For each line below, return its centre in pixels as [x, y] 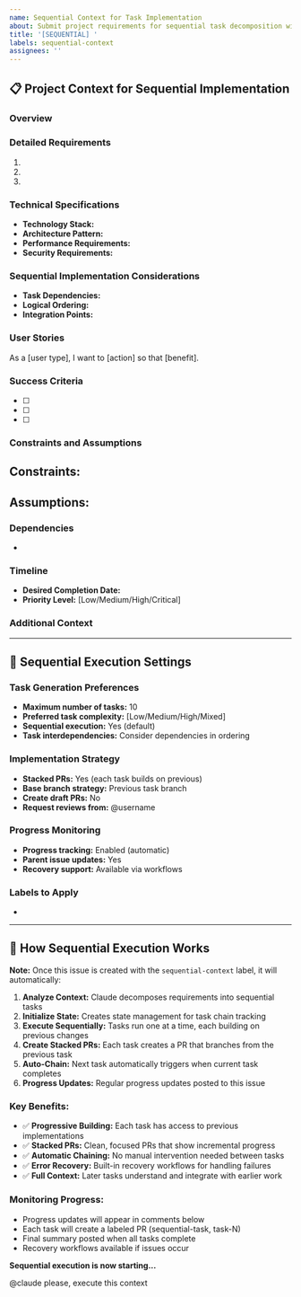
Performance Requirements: [77, 243]
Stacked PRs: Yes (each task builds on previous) [112, 779]
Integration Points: [58, 314]
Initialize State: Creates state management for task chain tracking [144, 1016]
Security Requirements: [68, 253]
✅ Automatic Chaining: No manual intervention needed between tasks [153, 1156]
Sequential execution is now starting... [83, 1265]
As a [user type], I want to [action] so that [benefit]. [104, 357]
